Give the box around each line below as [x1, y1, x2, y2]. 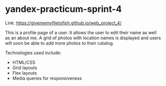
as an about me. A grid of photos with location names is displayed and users [5, 35, 161, 41]
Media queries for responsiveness [12, 75, 82, 81]
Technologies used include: [5, 50, 61, 56]
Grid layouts [12, 65, 37, 71]
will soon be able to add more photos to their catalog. [5, 40, 114, 46]
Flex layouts [12, 70, 37, 76]
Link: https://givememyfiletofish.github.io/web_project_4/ [5, 20, 122, 26]
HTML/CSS [12, 59, 36, 65]
